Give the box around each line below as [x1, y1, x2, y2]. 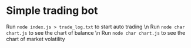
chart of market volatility [6, 35, 66, 42]
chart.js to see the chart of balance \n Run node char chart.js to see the [6, 29, 186, 36]
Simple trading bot [6, 4, 98, 17]
